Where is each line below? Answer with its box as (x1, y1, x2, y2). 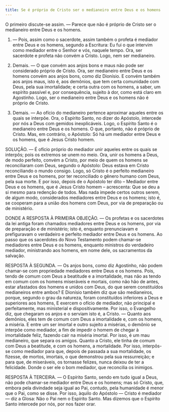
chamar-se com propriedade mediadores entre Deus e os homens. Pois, (5, 268, 155, 274)
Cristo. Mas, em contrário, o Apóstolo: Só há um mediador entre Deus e (12, 131, 161, 137)
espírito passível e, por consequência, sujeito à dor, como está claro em (12, 89, 162, 95)
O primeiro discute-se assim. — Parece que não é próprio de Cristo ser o (5, 21, 156, 27)
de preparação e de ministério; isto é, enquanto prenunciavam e (5, 226, 138, 232)
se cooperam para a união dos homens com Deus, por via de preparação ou (5, 200, 163, 206)
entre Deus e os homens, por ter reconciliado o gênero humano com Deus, (5, 173, 160, 179)
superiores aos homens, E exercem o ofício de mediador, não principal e (5, 300, 155, 306)
